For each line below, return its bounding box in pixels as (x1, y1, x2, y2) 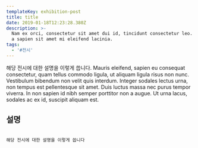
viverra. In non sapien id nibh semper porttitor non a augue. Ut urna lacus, (6, 89, 187, 96)
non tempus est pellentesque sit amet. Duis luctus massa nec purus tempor (6, 83, 191, 91)
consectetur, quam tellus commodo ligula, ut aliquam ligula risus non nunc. (6, 70, 189, 78)
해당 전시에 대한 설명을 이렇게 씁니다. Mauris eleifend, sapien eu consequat (6, 64, 186, 71)
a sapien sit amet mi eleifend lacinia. (11, 36, 113, 42)
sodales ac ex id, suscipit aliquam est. (6, 96, 99, 103)
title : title (6, 14, 39, 20)
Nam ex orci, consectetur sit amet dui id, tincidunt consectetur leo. (11, 31, 193, 37)
